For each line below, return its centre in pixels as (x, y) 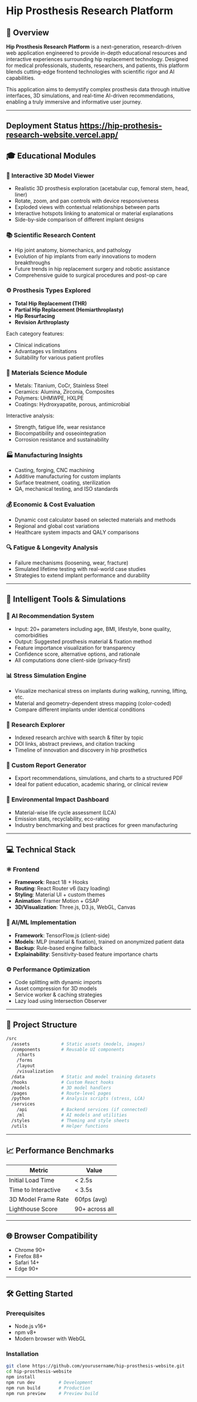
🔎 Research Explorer (36, 725)
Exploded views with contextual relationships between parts (87, 207)
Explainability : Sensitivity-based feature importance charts (86, 954)
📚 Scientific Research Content (51, 235)
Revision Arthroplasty (42, 322)
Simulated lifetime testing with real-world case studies (80, 569)
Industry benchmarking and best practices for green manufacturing (96, 825)
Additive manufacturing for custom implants (68, 476)
